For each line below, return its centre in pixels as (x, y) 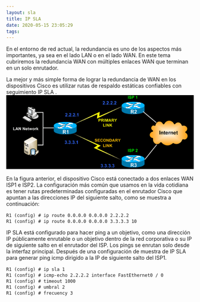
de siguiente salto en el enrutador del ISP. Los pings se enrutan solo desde (98, 245)
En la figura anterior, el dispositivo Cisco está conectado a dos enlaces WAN (100, 179)
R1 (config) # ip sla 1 (36, 270)
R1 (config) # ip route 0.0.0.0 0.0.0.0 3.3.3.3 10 (71, 222)
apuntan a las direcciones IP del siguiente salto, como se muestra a (89, 198)
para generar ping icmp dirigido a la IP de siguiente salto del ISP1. (87, 258)
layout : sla (21, 12)
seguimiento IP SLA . (32, 92)
